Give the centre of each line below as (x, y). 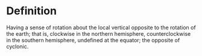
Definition (32, 11)
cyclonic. (17, 46)
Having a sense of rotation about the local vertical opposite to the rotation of (101, 27)
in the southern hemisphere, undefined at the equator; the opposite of (93, 40)
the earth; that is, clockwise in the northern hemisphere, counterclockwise (99, 33)
